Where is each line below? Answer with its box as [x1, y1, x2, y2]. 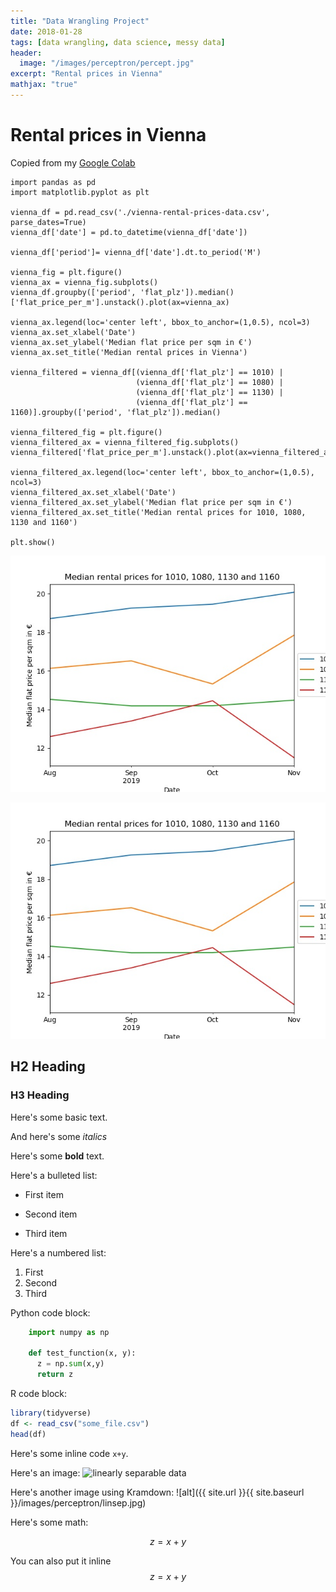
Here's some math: [10, 1516, 89, 1528]
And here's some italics [10, 1130, 108, 1142]
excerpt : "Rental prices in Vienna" [10, 69, 163, 79]
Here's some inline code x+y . [10, 1447, 129, 1459]
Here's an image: [10, 1466, 81, 1479]
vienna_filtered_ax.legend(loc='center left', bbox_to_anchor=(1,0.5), [10, 467, 315, 477]
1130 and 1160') [10, 517, 78, 527]
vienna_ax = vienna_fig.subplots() [10, 277, 159, 287]
